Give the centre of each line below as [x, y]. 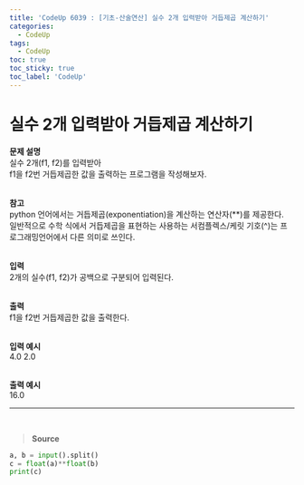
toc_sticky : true [42, 69]
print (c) [26, 472]
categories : [32, 26]
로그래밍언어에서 [39, 237]
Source [46, 438]
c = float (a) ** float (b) [54, 463]
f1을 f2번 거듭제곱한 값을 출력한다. [69, 317]
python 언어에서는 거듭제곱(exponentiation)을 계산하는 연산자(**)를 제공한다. [147, 214]
